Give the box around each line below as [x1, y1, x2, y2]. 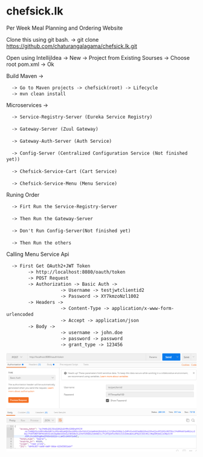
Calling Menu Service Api [6, 250, 69, 258]
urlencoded [6, 311, 34, 317]
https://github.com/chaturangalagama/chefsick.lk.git [6, 42, 138, 50]
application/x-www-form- [111, 305, 174, 311]
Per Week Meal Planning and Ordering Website [6, 24, 123, 31]
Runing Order [6, 191, 40, 198]
